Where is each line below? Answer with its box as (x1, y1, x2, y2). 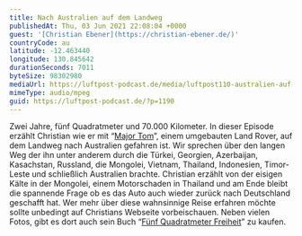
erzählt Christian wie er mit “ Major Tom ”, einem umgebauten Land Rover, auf (9, 131, 293, 142)
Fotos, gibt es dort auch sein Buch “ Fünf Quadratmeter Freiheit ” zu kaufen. (9, 216, 286, 227)
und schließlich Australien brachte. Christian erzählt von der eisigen (31, 169, 283, 179)
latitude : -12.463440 (9, 47, 91, 56)
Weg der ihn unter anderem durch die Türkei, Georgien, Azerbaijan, (9, 150, 259, 161)
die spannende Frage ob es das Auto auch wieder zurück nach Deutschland (9, 188, 290, 198)
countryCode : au (9, 38, 70, 48)
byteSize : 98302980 (9, 72, 83, 81)
